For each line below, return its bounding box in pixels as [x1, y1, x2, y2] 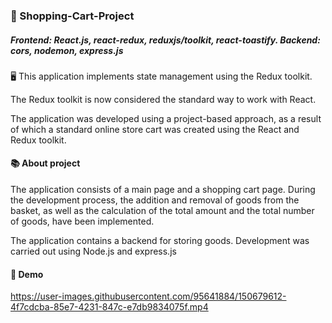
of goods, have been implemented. [10, 215, 155, 228]
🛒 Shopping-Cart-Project [10, 9, 135, 23]
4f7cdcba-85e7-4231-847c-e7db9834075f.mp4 [10, 301, 209, 313]
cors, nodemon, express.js [10, 44, 124, 56]
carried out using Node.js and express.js [10, 245, 177, 258]
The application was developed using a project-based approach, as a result [10, 112, 322, 124]
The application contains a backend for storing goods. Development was [10, 235, 310, 247]
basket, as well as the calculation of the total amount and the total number [10, 205, 315, 217]
